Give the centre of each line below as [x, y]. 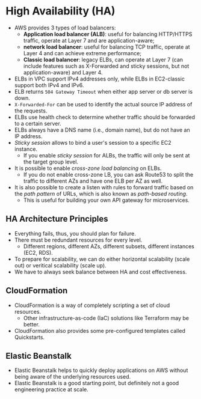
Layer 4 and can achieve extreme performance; [82, 53]
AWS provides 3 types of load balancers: [65, 28]
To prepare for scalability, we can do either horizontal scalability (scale [102, 259]
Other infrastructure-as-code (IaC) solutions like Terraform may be [106, 318]
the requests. [31, 111]
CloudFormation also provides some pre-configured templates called [100, 330]
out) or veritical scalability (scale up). [60, 265]
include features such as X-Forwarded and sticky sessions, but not [106, 66]
